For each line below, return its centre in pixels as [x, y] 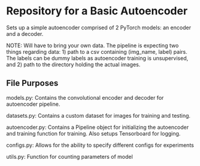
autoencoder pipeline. [33, 104]
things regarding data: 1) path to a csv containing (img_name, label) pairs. [97, 51]
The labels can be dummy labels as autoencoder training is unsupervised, [97, 58]
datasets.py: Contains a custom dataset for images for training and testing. [98, 115]
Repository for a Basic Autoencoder [97, 11]
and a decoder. [25, 33]
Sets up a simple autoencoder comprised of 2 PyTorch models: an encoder [99, 27]
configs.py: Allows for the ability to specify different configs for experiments [100, 145]
